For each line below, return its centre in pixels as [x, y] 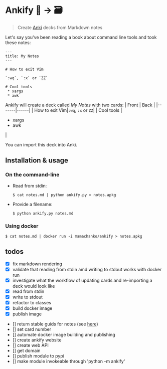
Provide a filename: [32, 204]
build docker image [32, 308]
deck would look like [34, 286]
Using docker [22, 226]
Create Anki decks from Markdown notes [60, 27]
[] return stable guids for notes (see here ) [55, 324]
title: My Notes [22, 56]
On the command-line [32, 175]
